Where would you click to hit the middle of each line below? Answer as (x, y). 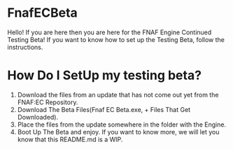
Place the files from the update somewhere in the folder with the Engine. (121, 125)
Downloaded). (37, 117)
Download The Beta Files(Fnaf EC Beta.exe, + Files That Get (104, 109)
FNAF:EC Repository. (48, 102)
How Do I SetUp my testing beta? (104, 76)
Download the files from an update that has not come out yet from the (118, 94)
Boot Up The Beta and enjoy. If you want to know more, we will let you (118, 132)
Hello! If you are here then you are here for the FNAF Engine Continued (110, 32)
